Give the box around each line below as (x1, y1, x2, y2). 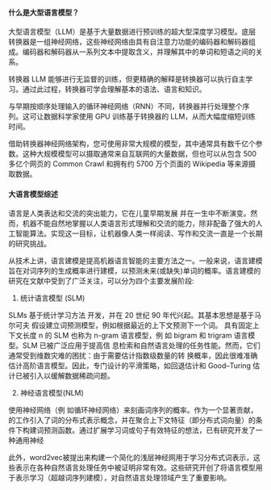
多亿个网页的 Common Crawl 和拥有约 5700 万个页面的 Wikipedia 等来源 (8, 159, 249, 169)
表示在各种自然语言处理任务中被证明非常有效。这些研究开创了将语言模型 (15, 463, 256, 472)
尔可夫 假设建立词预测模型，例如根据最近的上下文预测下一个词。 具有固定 (8, 320, 252, 330)
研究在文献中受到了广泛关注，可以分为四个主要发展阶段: (8, 276, 195, 286)
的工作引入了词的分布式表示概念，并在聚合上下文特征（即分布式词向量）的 (8, 416, 256, 425)
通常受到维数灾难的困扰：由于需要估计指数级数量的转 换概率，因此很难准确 (8, 351, 258, 361)
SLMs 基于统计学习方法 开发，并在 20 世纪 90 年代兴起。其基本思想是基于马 (8, 311, 262, 320)
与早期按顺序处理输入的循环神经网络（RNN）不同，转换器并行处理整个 (8, 102, 244, 111)
